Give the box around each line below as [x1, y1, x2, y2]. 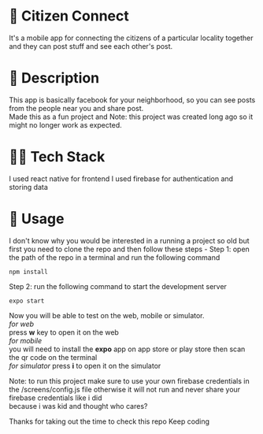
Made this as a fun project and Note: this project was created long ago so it [9, 112, 254, 121]
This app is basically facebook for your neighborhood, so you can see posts [9, 95, 256, 105]
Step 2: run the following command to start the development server [9, 281, 228, 291]
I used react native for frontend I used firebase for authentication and [9, 173, 234, 184]
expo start [9, 297, 45, 305]
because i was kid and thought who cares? [9, 401, 148, 410]
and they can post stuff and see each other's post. [9, 41, 173, 50]
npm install [9, 268, 48, 276]
